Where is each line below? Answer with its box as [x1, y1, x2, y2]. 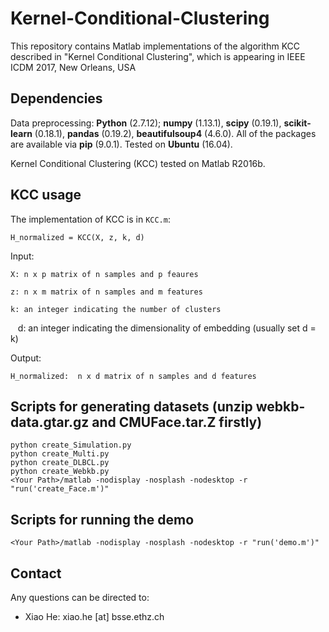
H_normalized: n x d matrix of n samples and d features [10, 371, 257, 381]
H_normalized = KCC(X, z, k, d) [10, 232, 145, 242]
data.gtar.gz [10, 413, 90, 431]
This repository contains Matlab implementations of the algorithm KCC [10, 40, 301, 52]
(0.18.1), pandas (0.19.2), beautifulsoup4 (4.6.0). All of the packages [34, 127, 317, 139]
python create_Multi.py [10, 449, 110, 459]
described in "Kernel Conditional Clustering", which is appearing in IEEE [10, 50, 306, 62]
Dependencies [10, 90, 103, 107]
